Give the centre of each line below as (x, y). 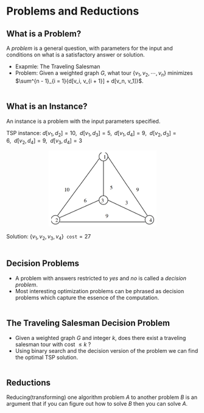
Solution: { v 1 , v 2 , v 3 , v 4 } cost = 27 (49, 237)
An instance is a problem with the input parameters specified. (83, 121)
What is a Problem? (44, 34)
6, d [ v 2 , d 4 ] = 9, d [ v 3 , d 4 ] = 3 (44, 141)
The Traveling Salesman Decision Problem (88, 323)
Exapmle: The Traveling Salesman (58, 66)
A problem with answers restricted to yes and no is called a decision (101, 278)
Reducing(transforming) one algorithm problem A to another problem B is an (102, 397)
